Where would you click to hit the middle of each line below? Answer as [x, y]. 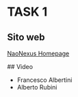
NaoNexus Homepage [38, 53]
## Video [20, 67]
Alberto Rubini [37, 87]
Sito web [26, 37]
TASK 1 [27, 12]
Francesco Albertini [44, 80]
